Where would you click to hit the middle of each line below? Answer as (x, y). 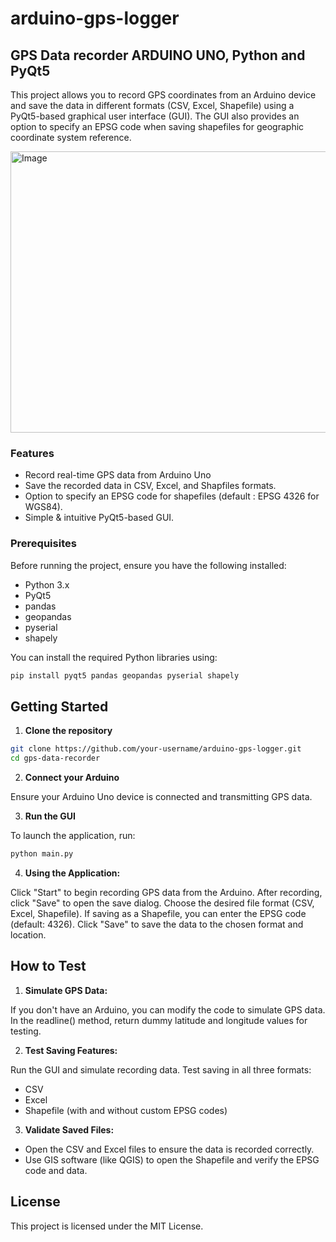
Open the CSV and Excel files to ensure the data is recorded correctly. (169, 1149)
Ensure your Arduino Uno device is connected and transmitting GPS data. (161, 797)
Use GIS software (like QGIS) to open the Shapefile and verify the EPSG (172, 1159)
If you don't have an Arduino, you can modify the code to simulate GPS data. (168, 1009)
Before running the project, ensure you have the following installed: (148, 565)
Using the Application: (72, 873)
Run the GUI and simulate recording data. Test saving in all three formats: (161, 1069)
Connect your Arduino (72, 778)
